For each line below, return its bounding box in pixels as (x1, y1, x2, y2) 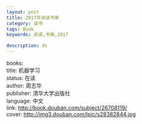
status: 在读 (6, 75, 36, 81)
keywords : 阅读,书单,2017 (6, 32, 69, 38)
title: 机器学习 (6, 67, 41, 74)
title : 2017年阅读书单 (6, 15, 60, 21)
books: (6, 59, 24, 67)
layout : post (6, 9, 40, 15)
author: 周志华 (6, 82, 42, 89)
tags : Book (6, 26, 34, 32)
